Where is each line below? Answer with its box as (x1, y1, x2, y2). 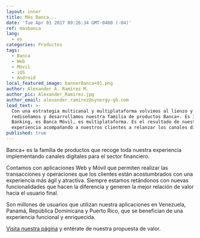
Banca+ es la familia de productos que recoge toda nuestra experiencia (6, 146, 182, 153)
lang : (6, 31, 20, 37)
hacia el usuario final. (6, 189, 58, 196)
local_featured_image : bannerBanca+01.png (6, 81, 113, 87)
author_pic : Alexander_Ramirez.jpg (6, 91, 95, 97)
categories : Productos (6, 42, 62, 48)
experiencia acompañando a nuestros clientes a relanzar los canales (11, 125, 187, 131)
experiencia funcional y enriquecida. (6, 213, 96, 220)
